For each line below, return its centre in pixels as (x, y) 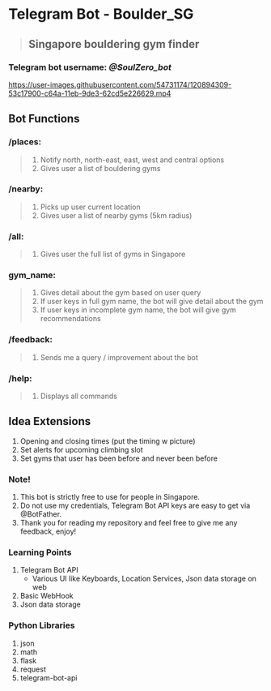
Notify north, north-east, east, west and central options (132, 160)
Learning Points (40, 552)
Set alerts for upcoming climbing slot (81, 449)
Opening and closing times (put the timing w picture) (108, 441)
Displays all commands (78, 396)
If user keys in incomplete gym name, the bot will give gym (138, 310)
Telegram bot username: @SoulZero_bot (90, 67)
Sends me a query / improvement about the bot (119, 357)
